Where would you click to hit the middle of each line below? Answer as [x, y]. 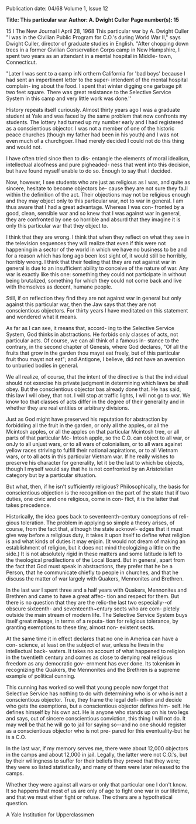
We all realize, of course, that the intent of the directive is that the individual [97, 377]
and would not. [24, 147]
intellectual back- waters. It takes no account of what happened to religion [96, 651]
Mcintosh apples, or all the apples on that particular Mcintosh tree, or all [93, 432]
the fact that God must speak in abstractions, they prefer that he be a [89, 566]
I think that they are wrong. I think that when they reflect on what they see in [98, 237]
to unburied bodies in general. [42, 365]
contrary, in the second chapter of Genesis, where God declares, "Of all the [97, 347]
